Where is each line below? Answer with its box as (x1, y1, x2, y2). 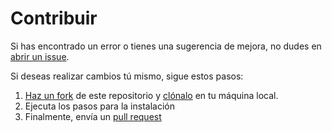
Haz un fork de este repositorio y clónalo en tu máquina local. (24, 89, 279, 101)
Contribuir (10, 7, 98, 30)
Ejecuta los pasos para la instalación (24, 100, 175, 112)
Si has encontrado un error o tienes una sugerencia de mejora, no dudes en (10, 40, 322, 52)
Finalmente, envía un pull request (24, 110, 162, 122)
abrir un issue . (10, 50, 70, 62)
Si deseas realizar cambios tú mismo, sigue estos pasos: (10, 70, 244, 82)
